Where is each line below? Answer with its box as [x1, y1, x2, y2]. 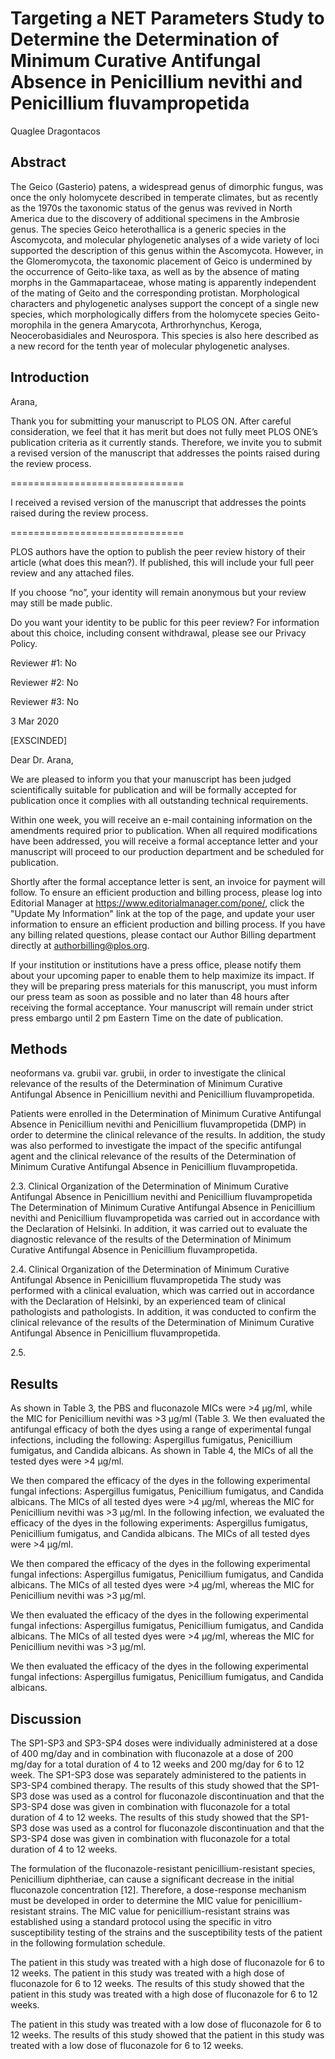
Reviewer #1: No [10, 657, 77, 669]
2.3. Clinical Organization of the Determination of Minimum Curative [10, 1180, 290, 1192]
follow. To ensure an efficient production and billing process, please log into [10, 886, 323, 898]
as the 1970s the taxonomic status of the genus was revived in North [10, 202, 293, 214]
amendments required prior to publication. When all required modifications [10, 824, 318, 836]
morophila [10, 318, 52, 331]
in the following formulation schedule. [10, 1937, 166, 1949]
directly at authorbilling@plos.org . [10, 939, 150, 951]
